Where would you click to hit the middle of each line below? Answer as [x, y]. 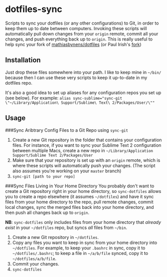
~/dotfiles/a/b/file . [34, 258]
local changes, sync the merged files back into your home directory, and [80, 207]
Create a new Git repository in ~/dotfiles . [55, 237]
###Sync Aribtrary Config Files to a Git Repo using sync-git [67, 130]
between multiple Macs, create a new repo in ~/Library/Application [83, 150]
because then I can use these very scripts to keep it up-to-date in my [76, 77]
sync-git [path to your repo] [44, 176]
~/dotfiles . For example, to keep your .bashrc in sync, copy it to [79, 248]
